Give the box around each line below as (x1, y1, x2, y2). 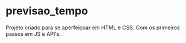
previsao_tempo (5, 4, 88, 18)
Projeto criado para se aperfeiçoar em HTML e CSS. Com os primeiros (5, 24, 180, 31)
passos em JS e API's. (5, 30, 61, 37)
